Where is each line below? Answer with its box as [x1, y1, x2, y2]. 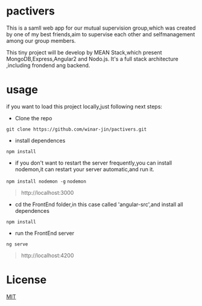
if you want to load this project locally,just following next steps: [6, 103, 163, 110]
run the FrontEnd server [14, 229, 74, 236]
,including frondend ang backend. [6, 62, 90, 69]
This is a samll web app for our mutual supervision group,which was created [6, 24, 196, 31]
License [6, 273, 47, 287]
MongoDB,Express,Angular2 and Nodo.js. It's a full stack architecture [6, 55, 179, 62]
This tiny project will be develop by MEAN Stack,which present [6, 48, 162, 56]
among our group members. [6, 37, 77, 44]
